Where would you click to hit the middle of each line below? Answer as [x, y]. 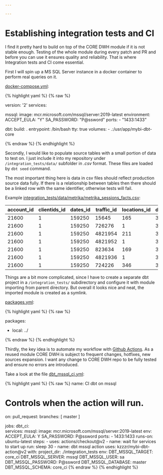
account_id [21, 209]
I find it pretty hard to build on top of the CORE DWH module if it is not [75, 47]
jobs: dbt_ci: [17, 426]
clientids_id [52, 209]
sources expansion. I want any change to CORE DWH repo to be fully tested [81, 359]
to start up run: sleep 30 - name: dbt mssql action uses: [61, 446]
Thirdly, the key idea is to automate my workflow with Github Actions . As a [79, 349]
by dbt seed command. [28, 169]
